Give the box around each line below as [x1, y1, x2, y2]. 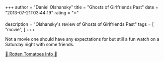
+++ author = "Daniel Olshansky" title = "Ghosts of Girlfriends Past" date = [5, 4, 159, 10]
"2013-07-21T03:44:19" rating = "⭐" [5, 10, 79, 15]
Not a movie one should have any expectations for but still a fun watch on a [5, 36, 160, 42]
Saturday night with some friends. [5, 42, 75, 47]
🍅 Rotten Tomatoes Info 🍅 [5, 51, 57, 57]
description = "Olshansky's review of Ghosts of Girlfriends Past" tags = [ [5, 21, 154, 27]
